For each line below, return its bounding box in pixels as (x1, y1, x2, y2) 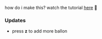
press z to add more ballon (11, 28, 67, 34)
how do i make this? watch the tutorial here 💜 (4, 5, 97, 10)
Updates (4, 17, 26, 24)
